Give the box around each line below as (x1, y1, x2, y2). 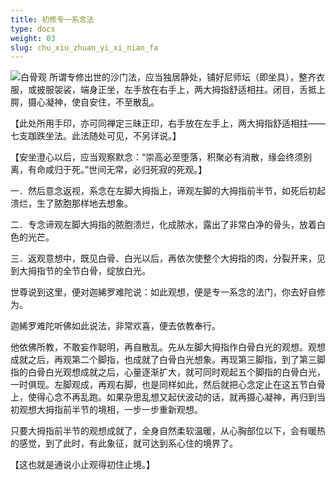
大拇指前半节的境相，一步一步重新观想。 (36, 404, 203, 416)
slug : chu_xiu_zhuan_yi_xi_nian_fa (10, 42, 159, 53)
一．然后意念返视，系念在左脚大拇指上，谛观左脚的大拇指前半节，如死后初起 (10, 185, 326, 197)
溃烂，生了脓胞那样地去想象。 (10, 197, 133, 210)
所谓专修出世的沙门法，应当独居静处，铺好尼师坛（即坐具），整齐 (48, 71, 317, 83)
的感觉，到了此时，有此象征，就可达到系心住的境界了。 (10, 437, 238, 450)
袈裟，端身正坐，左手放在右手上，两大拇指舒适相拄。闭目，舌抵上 (53, 84, 326, 96)
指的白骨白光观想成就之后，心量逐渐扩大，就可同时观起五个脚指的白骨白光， (10, 366, 326, 378)
